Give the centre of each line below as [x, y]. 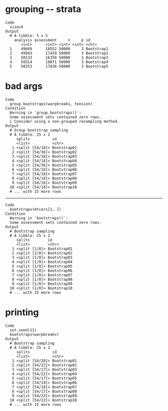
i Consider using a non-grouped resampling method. [65, 121]
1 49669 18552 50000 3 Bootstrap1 [59, 49]
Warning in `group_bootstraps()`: [45, 113]
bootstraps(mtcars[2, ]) [35, 209]
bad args [24, 86]
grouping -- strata [43, 9]
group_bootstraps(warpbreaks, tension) [51, 104]
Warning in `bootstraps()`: [39, 218]
